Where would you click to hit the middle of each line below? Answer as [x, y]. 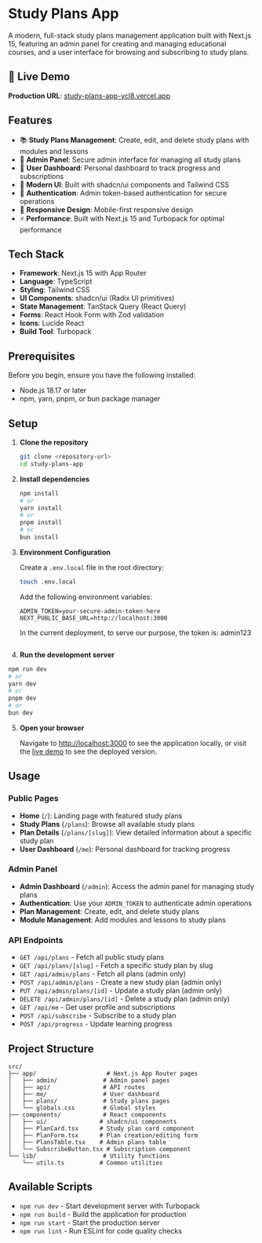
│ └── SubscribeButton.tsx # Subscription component [100, 1149]
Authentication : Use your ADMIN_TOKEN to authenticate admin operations [136, 903]
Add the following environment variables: [86, 597]
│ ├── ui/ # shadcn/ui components [93, 1121]
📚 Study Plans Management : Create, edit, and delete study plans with [134, 140]
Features [30, 121]
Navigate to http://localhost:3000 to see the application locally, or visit [133, 743]
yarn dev [22, 684]
